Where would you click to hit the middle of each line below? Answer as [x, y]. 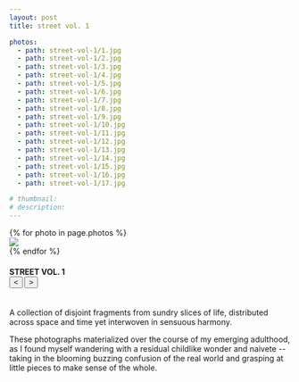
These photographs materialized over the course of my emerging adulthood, [150, 339]
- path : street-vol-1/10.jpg [71, 125]
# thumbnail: [33, 199]
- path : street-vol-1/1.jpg [70, 50]
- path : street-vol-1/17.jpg [71, 183]
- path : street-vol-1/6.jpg [70, 91]
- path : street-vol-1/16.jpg [71, 175]
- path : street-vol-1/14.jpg [71, 158]
